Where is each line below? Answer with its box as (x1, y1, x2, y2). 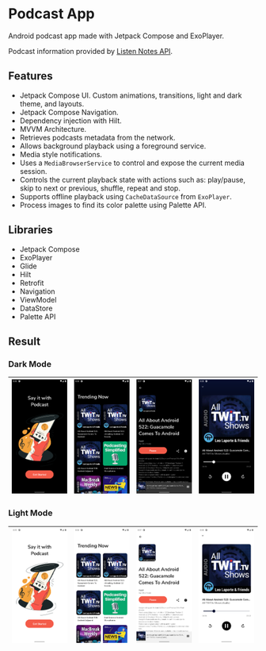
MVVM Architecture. (19, 124, 87, 133)
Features (8, 69, 53, 83)
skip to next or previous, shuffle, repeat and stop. (19, 183, 180, 193)
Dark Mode (8, 358, 51, 369)
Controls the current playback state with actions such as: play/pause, (19, 175, 246, 184)
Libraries (8, 223, 53, 237)
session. (19, 166, 47, 175)
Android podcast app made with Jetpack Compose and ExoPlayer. (8, 31, 224, 40)
